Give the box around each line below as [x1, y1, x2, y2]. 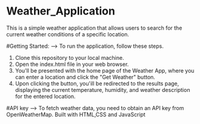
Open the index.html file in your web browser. [15, 60, 129, 68]
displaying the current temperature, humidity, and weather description [15, 86, 190, 93]
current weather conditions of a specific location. [6, 30, 129, 38]
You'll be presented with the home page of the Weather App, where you [15, 67, 195, 74]
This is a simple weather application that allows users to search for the [6, 24, 182, 31]
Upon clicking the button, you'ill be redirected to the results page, [15, 80, 179, 87]
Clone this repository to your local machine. [15, 54, 124, 61]
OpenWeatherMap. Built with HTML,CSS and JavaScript [6, 111, 145, 118]
